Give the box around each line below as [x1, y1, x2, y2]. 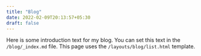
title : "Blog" [6, 8, 42, 15]
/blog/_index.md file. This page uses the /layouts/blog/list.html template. [6, 43, 196, 50]
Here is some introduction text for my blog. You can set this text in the [6, 37, 180, 44]
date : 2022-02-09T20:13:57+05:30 [6, 14, 91, 20]
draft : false [6, 20, 39, 26]
